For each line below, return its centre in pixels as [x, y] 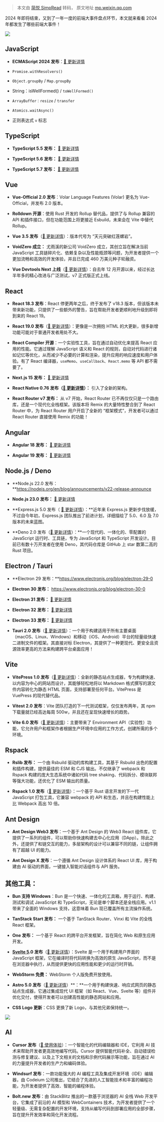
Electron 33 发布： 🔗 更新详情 [42, 620]
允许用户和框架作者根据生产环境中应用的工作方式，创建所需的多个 [91, 728]
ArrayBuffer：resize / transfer [43, 100]
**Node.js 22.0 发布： [35, 483]
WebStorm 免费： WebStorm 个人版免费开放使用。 [63, 974]
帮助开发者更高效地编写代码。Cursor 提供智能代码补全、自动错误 [86, 1051]
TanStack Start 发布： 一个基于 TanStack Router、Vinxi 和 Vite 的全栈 [82, 919]
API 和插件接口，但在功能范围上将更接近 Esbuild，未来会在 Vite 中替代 [83, 220]
